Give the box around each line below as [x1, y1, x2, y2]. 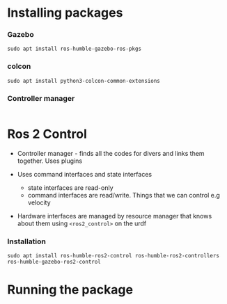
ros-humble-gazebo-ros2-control [7, 259, 101, 266]
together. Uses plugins [17, 157, 82, 165]
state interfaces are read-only [27, 184, 113, 192]
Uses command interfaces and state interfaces [17, 170, 152, 179]
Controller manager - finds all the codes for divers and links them [17, 150, 205, 158]
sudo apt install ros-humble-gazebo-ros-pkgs [7, 45, 141, 53]
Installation [7, 237, 47, 246]
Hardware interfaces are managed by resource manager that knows [17, 212, 212, 221]
